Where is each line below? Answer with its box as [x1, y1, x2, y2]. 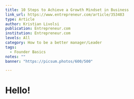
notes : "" [5, 54, 26, 59]
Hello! [5, 85, 31, 96]
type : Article [5, 17, 35, 22]
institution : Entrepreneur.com [5, 31, 71, 36]
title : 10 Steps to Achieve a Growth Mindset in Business [5, 7, 129, 13]
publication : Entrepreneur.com [5, 26, 71, 31]
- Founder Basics [10, 49, 46, 54]
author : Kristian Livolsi [5, 21, 59, 27]
